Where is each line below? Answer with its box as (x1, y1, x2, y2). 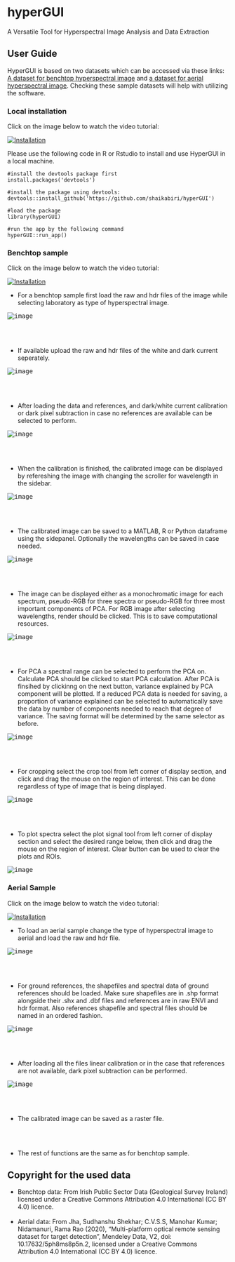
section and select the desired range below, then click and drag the (17, 838, 213, 846)
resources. (17, 619, 49, 628)
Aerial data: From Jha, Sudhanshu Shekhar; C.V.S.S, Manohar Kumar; (17, 1218, 217, 1226)
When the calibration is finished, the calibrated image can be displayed (17, 464, 223, 473)
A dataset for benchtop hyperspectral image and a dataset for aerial (7, 74, 203, 82)
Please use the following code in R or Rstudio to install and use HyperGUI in (7, 149, 226, 158)
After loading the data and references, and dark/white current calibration (17, 401, 228, 410)
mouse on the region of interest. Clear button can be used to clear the (17, 845, 220, 853)
